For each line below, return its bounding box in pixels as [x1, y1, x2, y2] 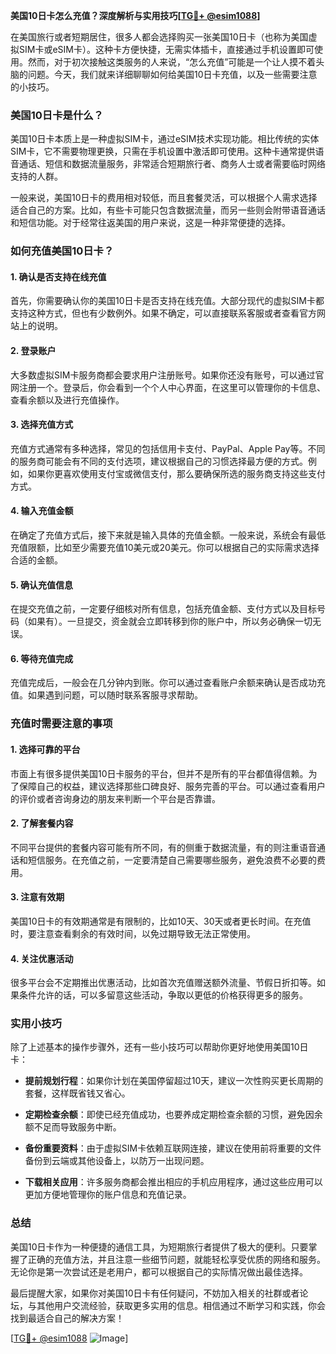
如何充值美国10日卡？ [10, 244, 115, 258]
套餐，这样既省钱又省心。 [24, 1087, 131, 1099]
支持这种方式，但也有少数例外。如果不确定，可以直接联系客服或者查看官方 [10, 307, 317, 319]
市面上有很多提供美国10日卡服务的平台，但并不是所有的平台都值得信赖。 [10, 767, 309, 779]
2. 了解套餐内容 [10, 817, 74, 829]
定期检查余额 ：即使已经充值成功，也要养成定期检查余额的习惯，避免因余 [24, 1109, 323, 1121]
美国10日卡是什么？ [10, 108, 104, 122]
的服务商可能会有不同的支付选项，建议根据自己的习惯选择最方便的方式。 [10, 455, 308, 467]
